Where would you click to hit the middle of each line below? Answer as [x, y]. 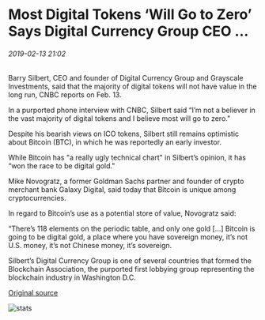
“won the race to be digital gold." [62, 166]
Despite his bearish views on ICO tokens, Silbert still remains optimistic [124, 134]
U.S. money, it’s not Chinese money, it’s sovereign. [90, 246]
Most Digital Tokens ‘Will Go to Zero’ [130, 15]
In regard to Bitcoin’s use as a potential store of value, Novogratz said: [122, 213]
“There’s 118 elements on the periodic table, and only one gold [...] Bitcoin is [132, 229]
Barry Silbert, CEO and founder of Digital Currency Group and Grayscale [126, 78]
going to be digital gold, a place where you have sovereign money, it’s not [128, 237]
